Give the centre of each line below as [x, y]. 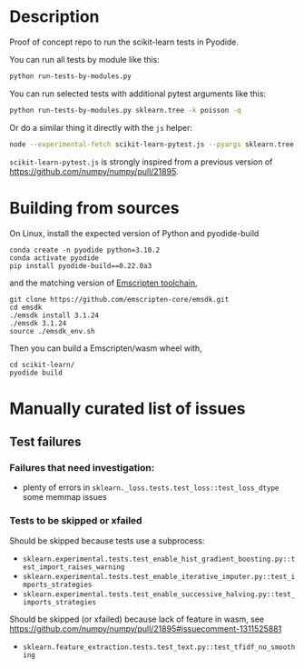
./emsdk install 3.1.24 [54, 315]
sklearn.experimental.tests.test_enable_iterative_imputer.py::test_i [159, 576]
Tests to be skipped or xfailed [76, 521]
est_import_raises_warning [74, 567]
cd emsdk [26, 307]
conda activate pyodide [54, 258]
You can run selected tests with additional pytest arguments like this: [137, 94]
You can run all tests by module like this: [85, 59]
